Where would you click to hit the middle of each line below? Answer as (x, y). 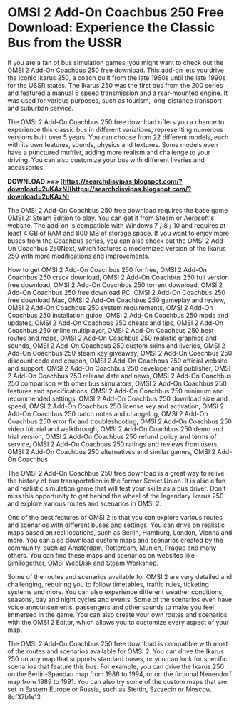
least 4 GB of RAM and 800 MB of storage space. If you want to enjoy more (118, 233)
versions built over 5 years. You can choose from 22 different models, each (118, 137)
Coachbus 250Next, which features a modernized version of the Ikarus (122, 248)
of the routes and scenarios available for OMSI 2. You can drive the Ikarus (116, 651)
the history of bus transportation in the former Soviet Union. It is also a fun (117, 481)
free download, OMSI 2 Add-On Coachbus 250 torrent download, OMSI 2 (115, 285)
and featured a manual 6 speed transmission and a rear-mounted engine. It (118, 93)
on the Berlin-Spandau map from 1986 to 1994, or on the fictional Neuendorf (119, 674)
